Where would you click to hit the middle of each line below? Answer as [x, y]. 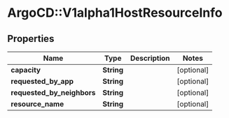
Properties [31, 39]
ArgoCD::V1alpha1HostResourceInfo [115, 13]
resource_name [37, 104]
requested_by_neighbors [53, 93]
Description [150, 58]
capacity [26, 70]
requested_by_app [42, 81]
